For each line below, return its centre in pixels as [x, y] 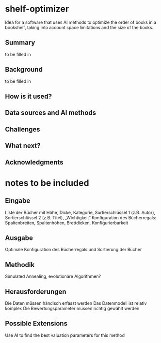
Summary [20, 43]
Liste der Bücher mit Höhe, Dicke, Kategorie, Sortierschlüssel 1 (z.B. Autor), [80, 212]
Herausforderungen [36, 291]
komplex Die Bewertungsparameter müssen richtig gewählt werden [72, 308]
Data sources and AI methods [51, 113]
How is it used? [29, 96]
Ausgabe [19, 238]
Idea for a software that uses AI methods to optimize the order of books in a [81, 22]
